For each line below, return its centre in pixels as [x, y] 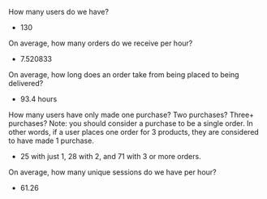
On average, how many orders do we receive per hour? [101, 43]
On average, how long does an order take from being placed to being [124, 75]
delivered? [26, 83]
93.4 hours [39, 99]
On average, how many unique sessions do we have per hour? [112, 172]
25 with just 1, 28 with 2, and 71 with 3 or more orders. [110, 156]
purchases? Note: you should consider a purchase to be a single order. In [131, 123]
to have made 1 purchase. [52, 141]
